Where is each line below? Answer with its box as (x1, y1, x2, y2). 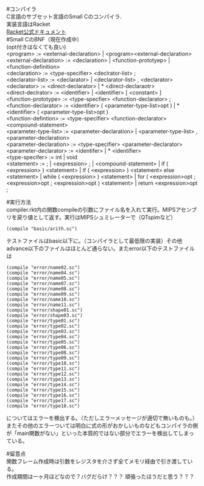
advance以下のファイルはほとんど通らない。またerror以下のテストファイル (6, 245, 195, 252)
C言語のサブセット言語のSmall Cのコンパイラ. (6, 13, 122, 20)
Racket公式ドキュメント (6, 28, 66, 35)
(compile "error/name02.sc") (6, 265, 80, 271)
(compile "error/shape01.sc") (6, 307, 83, 313)
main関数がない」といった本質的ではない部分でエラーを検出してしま (16, 429, 189, 437)
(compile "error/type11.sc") (6, 366, 80, 372)
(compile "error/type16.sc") (6, 392, 80, 398)
